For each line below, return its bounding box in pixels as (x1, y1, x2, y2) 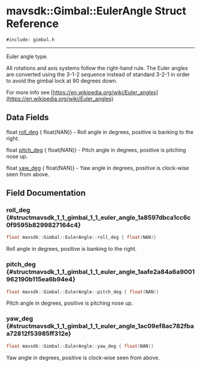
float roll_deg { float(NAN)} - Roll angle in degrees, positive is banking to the (6, 128, 194, 135)
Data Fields (6, 113, 49, 123)
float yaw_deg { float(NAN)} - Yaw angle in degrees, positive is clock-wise (6, 164, 190, 171)
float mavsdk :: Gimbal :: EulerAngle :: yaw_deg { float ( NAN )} (6, 343, 154, 349)
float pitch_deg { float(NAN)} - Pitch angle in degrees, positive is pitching (6, 146, 187, 153)
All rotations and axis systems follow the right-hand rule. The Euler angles (6, 64, 188, 71)
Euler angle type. (6, 53, 48, 60)
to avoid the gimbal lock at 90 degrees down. (6, 77, 118, 84)
